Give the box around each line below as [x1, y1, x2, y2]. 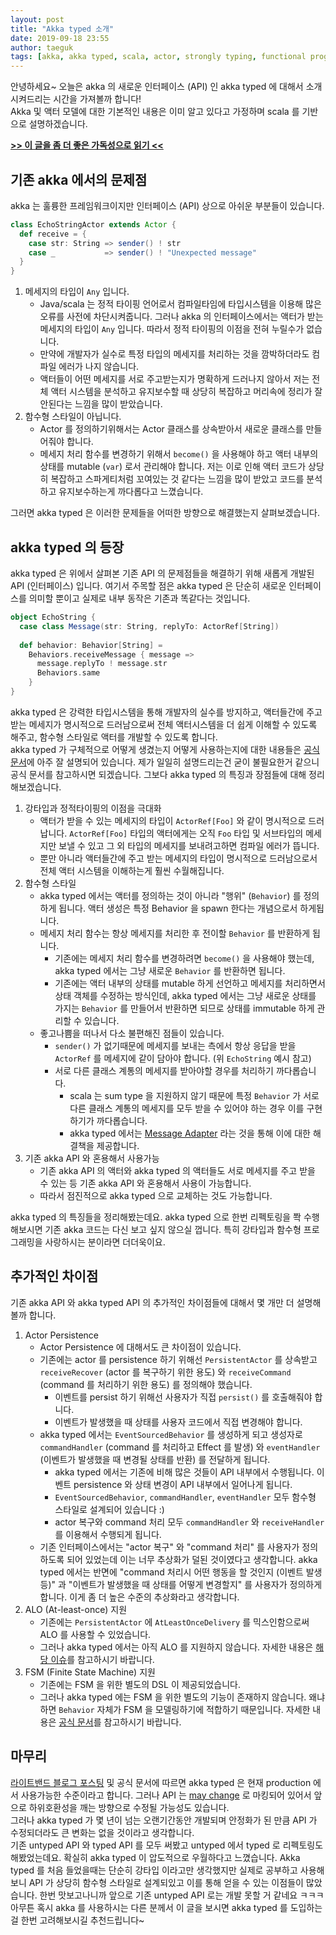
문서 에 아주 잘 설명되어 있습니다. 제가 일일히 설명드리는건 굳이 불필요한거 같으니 [10, 756, 320, 768]
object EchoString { [10, 612, 97, 622]
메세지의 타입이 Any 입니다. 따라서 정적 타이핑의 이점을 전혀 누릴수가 [39, 323, 305, 335]
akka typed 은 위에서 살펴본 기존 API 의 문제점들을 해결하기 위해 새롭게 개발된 [10, 567, 315, 579]
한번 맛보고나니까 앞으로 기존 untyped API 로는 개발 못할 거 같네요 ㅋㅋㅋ [39, 1889, 325, 1901]
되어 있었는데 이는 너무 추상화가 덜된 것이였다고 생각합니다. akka [66, 1553, 318, 1565]
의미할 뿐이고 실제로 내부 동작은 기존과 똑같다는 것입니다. [28, 592, 251, 604]
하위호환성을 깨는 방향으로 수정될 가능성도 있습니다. [28, 1801, 230, 1813]
